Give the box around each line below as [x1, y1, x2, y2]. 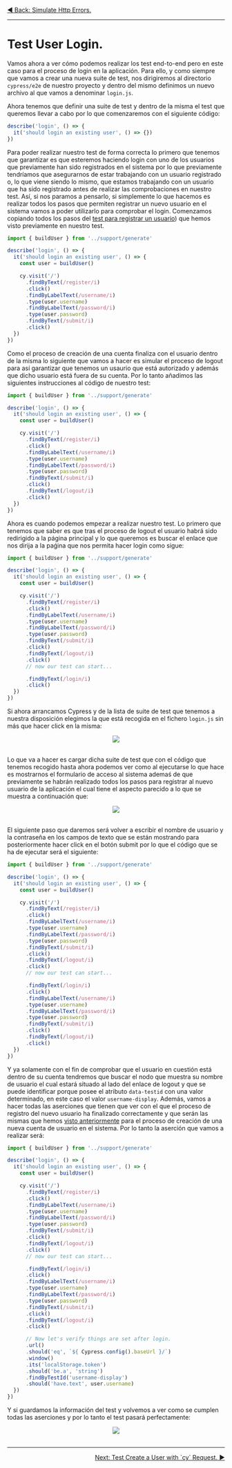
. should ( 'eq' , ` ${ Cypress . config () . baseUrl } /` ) [25, 1349, 171, 1355]
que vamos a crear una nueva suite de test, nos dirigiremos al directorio [7, 74, 212, 82]
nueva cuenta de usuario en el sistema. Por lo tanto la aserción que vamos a [7, 1123, 224, 1132]
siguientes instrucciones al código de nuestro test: [7, 378, 151, 387]
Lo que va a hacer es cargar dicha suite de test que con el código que [7, 755, 206, 764]
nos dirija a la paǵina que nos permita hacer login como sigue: [7, 541, 184, 550]
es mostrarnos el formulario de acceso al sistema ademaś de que [7, 770, 193, 779]
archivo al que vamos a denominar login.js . [7, 88, 133, 97]
